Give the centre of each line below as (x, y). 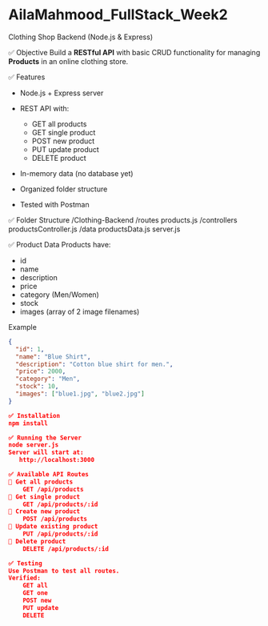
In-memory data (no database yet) (76, 173)
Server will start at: (46, 453)
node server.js (34, 445)
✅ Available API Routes (49, 475)
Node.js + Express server (62, 93)
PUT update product (66, 149)
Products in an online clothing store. (68, 61)
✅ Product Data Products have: (60, 244)
